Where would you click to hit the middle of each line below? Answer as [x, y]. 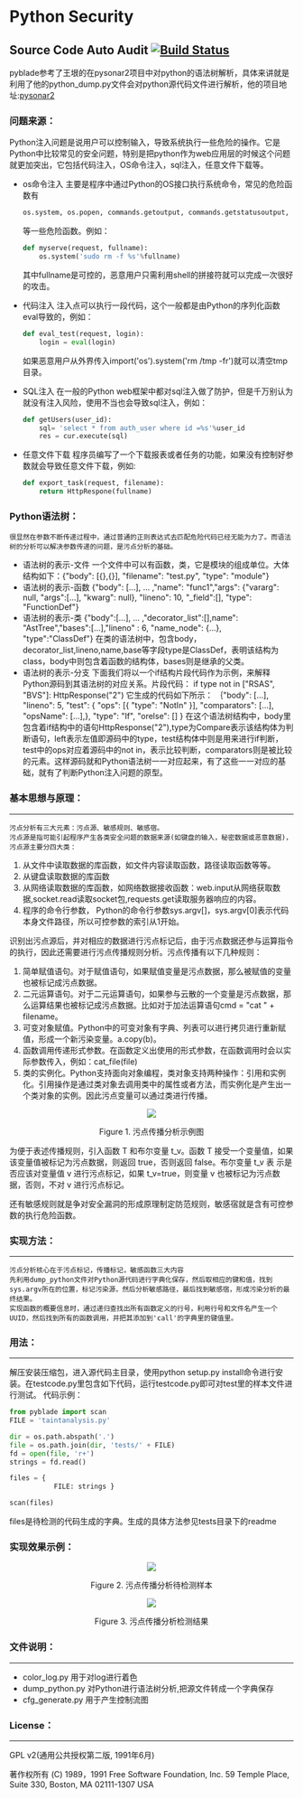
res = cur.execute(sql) [83, 436]
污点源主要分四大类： [43, 847]
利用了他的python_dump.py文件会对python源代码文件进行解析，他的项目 [144, 84]
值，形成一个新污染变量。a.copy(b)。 [92, 1039]
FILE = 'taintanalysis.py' [60, 1420]
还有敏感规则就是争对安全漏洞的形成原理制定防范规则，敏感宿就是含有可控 [147, 1204]
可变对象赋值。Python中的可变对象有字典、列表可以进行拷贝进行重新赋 [154, 1027]
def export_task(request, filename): [93, 483]
